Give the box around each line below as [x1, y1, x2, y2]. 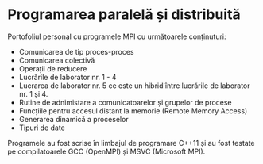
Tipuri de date [18, 123, 65, 132]
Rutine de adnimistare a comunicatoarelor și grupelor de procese [18, 97, 232, 107]
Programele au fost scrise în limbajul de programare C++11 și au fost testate [7, 138, 255, 147]
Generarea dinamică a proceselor [18, 114, 129, 124]
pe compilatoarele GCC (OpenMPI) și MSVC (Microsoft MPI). [7, 147, 206, 156]
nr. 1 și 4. [18, 89, 48, 98]
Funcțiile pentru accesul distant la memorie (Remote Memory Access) [18, 105, 248, 116]
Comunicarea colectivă [18, 55, 95, 65]
